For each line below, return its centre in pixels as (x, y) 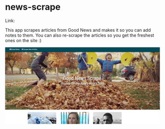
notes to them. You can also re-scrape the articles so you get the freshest (80, 35)
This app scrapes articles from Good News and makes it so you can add (78, 30)
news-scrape (33, 7)
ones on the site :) (23, 40)
